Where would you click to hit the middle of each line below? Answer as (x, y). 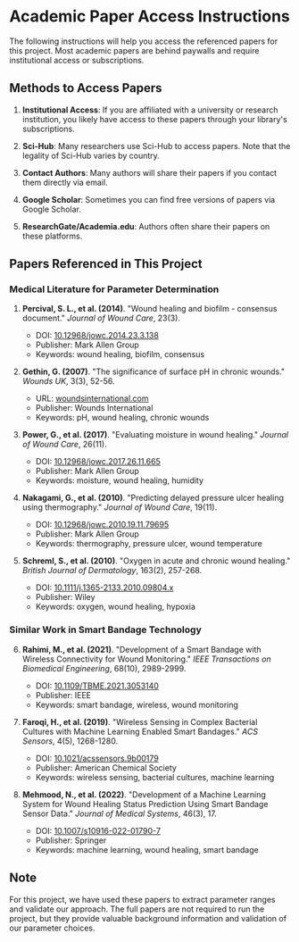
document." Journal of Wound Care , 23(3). (101, 318)
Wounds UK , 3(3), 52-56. (68, 381)
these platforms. (52, 236)
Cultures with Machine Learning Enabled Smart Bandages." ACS (140, 731)
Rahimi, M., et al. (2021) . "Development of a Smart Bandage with (141, 649)
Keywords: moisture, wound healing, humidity (119, 480)
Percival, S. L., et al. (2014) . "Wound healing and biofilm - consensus (149, 309)
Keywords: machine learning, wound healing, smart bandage (147, 849)
